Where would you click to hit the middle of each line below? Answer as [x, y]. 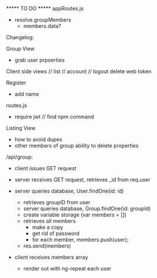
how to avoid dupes [38, 139]
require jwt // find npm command [54, 117]
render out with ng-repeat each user [67, 268]
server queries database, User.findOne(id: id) [69, 191]
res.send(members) [47, 246]
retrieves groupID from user [57, 202]
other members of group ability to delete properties [76, 145]
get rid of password [56, 233]
